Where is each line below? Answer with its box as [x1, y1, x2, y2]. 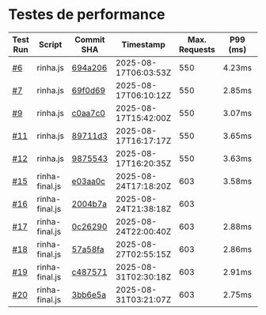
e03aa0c [71, 175, 105, 186]
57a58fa [71, 243, 104, 254]
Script [38, 39, 63, 50]
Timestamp [121, 39, 165, 50]
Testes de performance [8, 6, 165, 24]
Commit [74, 34, 105, 45]
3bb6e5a [71, 289, 107, 300]
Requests [178, 43, 216, 54]
